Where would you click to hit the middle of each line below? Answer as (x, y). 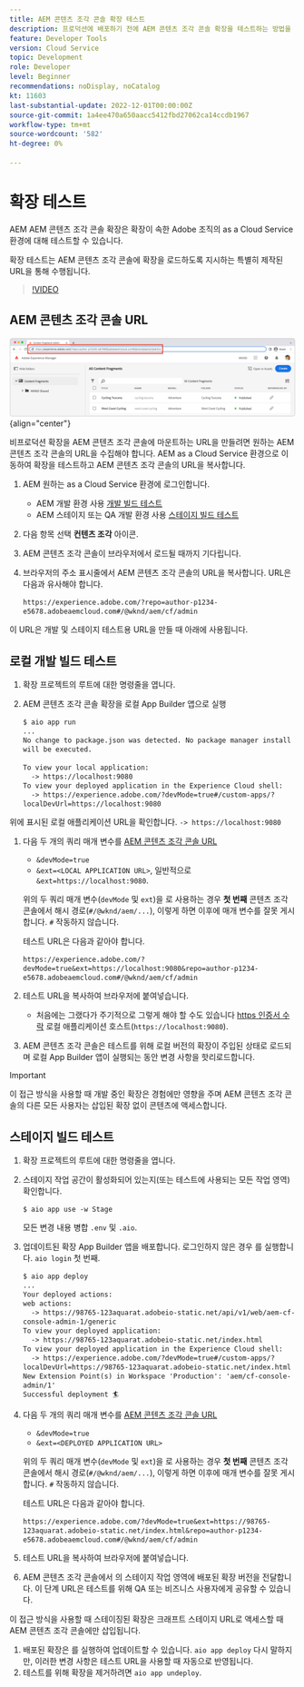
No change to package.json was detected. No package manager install (157, 740)
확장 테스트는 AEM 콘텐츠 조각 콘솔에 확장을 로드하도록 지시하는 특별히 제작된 (147, 260)
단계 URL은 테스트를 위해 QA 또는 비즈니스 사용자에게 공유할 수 (156, 1589)
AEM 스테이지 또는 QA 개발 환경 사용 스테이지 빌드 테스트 (137, 515)
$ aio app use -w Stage (68, 1210)
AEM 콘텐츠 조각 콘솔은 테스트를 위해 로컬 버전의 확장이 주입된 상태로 (145, 1046)
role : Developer (40, 67)
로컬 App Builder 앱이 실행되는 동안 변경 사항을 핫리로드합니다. (144, 1057)
